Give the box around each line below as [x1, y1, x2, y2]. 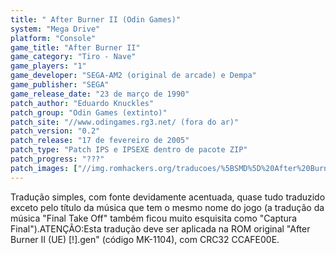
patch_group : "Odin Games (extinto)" [10, 107, 168, 118]
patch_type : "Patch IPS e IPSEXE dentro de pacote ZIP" [10, 145, 248, 155]
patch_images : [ [10, 163, 78, 173]
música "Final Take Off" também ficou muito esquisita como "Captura [10, 212, 297, 224]
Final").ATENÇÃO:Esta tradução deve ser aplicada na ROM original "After [10, 222, 311, 235]
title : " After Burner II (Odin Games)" [10, 14, 182, 25]
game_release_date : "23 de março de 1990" [10, 89, 190, 99]
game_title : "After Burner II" [10, 42, 141, 53]
